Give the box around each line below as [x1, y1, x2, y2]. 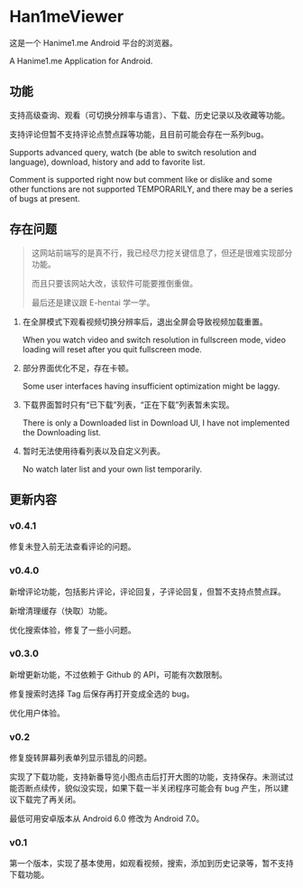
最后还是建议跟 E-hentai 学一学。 [31, 296, 155, 308]
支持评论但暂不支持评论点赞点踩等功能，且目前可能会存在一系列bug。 [9, 128, 269, 139]
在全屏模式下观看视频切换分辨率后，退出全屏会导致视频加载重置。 [22, 316, 268, 327]
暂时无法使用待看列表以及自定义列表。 [22, 445, 165, 456]
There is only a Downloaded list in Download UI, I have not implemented [22, 417, 290, 428]
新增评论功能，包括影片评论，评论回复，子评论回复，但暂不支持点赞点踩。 [9, 585, 286, 597]
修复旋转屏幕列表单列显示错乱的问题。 [9, 752, 151, 763]
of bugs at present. [9, 192, 80, 204]
